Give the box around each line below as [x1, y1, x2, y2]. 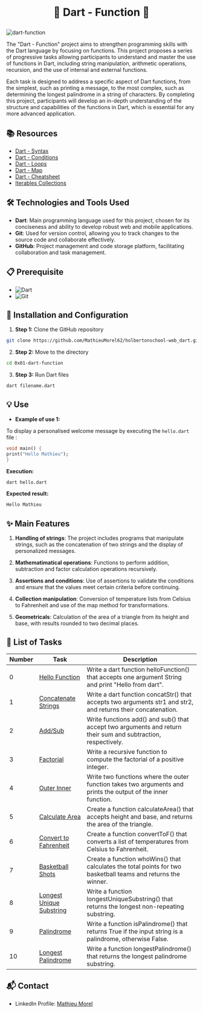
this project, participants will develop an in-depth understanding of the [6, 97, 182, 104]
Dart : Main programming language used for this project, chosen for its [14, 217, 190, 224]
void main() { [6, 445, 42, 452]
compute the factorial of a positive [86, 755, 184, 763]
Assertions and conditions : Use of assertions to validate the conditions [14, 577, 195, 584]
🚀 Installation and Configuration [6, 310, 129, 321]
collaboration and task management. [14, 249, 106, 256]
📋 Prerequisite [6, 267, 64, 277]
